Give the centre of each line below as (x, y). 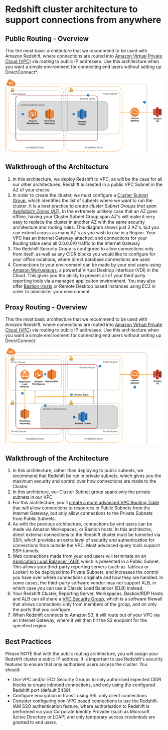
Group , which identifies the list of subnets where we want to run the (82, 201)
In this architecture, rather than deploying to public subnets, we (78, 471)
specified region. (30, 626)
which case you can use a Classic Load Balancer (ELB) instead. (78, 588)
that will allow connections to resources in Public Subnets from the (81, 508)
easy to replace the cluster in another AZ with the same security (79, 222)
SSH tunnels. (26, 551)
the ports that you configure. (42, 610)
